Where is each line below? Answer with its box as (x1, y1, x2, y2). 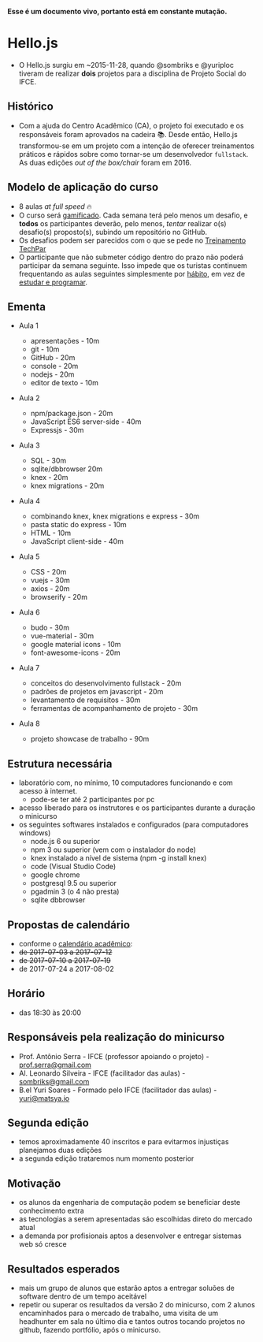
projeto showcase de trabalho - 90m (30, 734, 150, 744)
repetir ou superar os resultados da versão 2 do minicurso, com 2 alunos (18, 1300, 255, 1310)
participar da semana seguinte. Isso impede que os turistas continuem (18, 260, 247, 270)
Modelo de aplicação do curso (7, 180, 159, 194)
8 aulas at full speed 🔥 (18, 201, 92, 211)
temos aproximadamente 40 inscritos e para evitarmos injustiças (18, 1137, 229, 1147)
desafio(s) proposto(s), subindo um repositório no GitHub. (18, 227, 208, 236)
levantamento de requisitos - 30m (30, 695, 141, 704)
